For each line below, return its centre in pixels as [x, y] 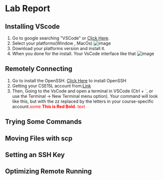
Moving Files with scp [39, 138]
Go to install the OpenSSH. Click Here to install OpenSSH [69, 80]
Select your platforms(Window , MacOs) [52, 43]
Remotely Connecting [39, 69]
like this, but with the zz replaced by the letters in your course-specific [83, 101]
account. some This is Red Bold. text [48, 106]
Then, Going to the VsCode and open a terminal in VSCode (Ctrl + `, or [82, 91]
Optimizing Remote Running [48, 171]
